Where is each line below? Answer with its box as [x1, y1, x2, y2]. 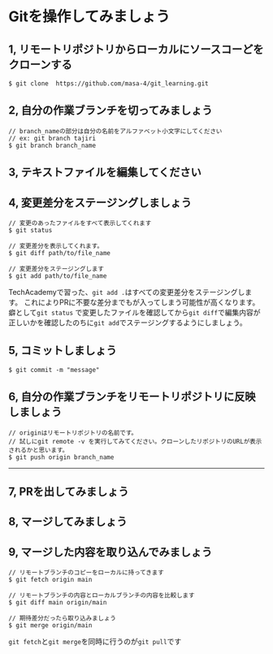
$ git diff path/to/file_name [8, 249, 111, 258]
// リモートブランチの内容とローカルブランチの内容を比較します [8, 591, 195, 600]
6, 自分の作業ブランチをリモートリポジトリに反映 [8, 390, 256, 404]
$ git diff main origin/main [8, 599, 107, 607]
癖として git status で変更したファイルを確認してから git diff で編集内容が [8, 308, 261, 318]
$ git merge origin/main [8, 622, 93, 630]
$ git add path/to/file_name [8, 272, 107, 280]
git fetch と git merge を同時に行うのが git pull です [8, 637, 182, 647]
